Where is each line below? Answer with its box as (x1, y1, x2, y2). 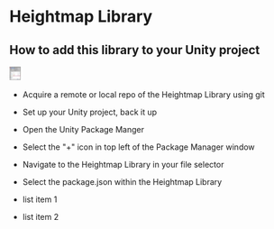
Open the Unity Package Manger (22, 124, 144, 134)
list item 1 (22, 194, 58, 205)
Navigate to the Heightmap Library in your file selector (22, 160, 224, 169)
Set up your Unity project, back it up (22, 106, 158, 117)
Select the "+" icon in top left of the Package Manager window (22, 142, 255, 152)
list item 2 (22, 212, 59, 222)
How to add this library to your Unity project (9, 42, 260, 58)
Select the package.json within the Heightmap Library (22, 177, 223, 187)
